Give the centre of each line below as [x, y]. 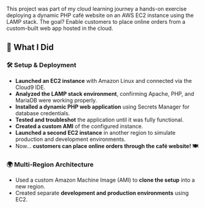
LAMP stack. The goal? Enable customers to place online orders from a [96, 22]
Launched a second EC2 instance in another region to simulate [95, 132]
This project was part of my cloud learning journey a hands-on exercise [96, 9]
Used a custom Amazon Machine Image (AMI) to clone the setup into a [105, 180]
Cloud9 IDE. [30, 87]
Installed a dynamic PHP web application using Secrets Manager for [102, 107]
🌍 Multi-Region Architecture [50, 164]
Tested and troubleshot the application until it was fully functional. [99, 120]
